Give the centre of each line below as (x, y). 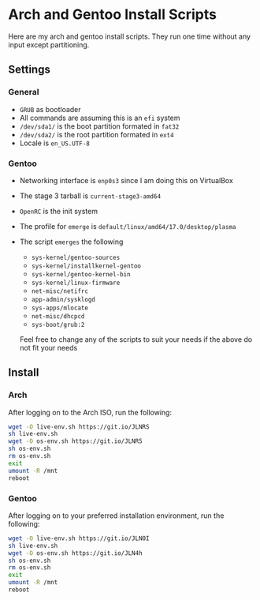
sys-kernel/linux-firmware (76, 283)
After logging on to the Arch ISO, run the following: (90, 412)
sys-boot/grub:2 (58, 324)
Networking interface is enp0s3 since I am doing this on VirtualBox (126, 180)
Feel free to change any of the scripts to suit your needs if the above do (136, 339)
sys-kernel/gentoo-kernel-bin (81, 274)
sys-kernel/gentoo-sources (76, 257)
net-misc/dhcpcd (58, 316)
